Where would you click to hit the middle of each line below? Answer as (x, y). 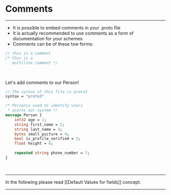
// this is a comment (28, 53)
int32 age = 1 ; (31, 120)
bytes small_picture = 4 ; (42, 134)
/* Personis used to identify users (44, 106)
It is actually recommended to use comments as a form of (73, 33)
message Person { (24, 115)
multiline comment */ (35, 63)
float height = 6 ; (34, 144)
